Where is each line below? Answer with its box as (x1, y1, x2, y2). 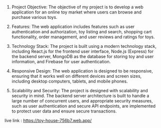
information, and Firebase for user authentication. (11, 59, 111, 64)
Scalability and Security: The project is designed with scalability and (11, 88, 148, 93)
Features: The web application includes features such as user (11, 24, 135, 29)
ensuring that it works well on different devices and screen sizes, (11, 73, 142, 79)
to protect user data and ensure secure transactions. (11, 108, 117, 114)
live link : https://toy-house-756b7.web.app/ (4, 118, 92, 123)
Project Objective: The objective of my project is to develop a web (11, 4, 144, 10)
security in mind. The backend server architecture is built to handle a (11, 93, 149, 99)
